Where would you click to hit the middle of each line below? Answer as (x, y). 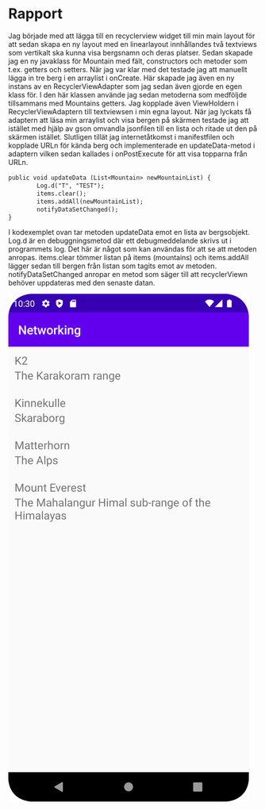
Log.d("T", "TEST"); (71, 186)
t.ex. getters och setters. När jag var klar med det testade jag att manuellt (128, 69)
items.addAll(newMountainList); (90, 202)
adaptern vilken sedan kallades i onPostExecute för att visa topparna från (128, 154)
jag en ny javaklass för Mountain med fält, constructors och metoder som (128, 61)
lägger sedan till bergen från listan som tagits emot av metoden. (113, 266)
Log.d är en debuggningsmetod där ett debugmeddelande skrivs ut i (120, 240)
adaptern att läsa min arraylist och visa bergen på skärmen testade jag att (129, 120)
